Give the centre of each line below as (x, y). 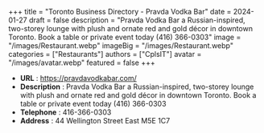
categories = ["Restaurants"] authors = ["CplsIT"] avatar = (105, 54)
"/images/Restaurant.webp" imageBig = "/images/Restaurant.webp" (121, 46)
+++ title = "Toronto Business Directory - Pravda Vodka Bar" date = (120, 12)
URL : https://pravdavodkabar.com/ (78, 78)
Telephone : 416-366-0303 (66, 112)
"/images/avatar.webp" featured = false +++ (82, 62)
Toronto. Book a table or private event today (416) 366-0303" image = (125, 37)
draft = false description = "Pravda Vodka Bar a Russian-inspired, (137, 20)
